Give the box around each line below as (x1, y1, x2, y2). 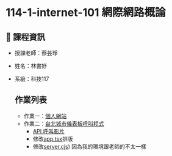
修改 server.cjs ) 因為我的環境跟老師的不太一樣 (32, 143, 147, 150)
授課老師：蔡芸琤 (14, 50, 58, 56)
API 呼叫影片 (32, 127, 65, 135)
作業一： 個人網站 (23, 112, 67, 119)
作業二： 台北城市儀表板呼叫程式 (23, 120, 104, 127)
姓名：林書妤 (14, 62, 47, 69)
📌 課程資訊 (5, 32, 45, 42)
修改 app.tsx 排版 (32, 135, 73, 143)
